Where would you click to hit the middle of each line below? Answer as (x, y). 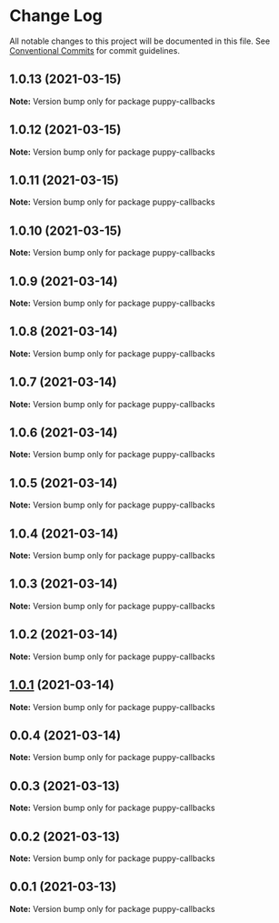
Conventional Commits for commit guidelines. (95, 50)
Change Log (56, 16)
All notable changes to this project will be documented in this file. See (140, 41)
